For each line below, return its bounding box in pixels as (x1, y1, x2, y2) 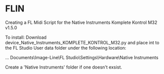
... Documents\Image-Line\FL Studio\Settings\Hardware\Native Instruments (5, 54, 159, 60)
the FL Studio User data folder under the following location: (5, 45, 127, 51)
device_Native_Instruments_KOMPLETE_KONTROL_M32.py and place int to (5, 39, 160, 45)
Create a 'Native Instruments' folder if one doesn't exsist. (5, 64, 122, 70)
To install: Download (5, 34, 47, 40)
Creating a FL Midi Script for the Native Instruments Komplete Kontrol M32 (5, 19, 158, 25)
